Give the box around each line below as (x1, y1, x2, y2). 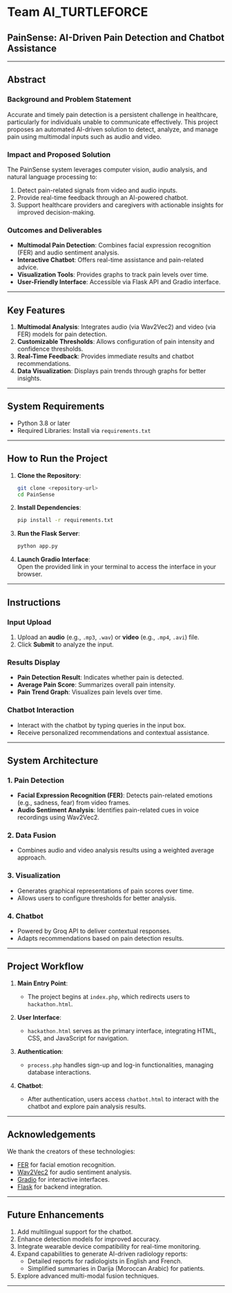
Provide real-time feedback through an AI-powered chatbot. (17, 193, 188, 201)
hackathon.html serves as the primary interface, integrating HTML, (27, 1026, 217, 1034)
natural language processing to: (7, 172, 98, 180)
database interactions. (27, 1068, 92, 1076)
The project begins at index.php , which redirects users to (27, 992, 190, 1001)
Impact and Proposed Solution (7, 149, 111, 159)
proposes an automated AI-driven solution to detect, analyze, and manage (7, 125, 219, 133)
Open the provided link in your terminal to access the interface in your (17, 563, 216, 571)
